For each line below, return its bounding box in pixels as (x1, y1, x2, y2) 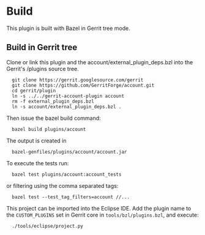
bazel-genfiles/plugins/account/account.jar (12, 149, 127, 155)
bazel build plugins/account (12, 126, 86, 132)
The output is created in (6, 136, 67, 144)
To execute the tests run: (6, 159, 69, 166)
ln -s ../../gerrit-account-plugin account (12, 93, 124, 99)
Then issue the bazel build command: (6, 114, 101, 122)
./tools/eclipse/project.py (12, 223, 84, 229)
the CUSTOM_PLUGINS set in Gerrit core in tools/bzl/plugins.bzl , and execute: (6, 211, 199, 218)
